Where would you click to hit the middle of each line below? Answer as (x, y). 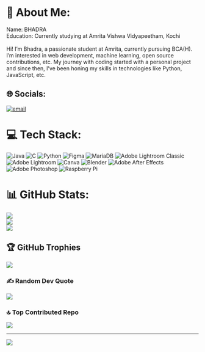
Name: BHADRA (27, 29)
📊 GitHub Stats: (48, 194)
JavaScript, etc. (26, 75)
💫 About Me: (38, 13)
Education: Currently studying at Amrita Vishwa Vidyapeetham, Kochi (93, 35)
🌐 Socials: (26, 94)
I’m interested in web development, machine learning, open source (90, 55)
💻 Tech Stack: (44, 134)
